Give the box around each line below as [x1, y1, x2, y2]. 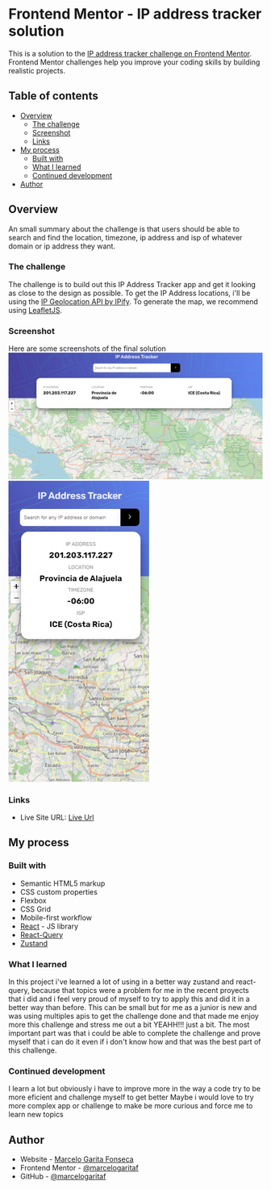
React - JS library [19, 921, 79, 931]
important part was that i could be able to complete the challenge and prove [8, 1028, 261, 1037]
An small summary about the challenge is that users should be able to [8, 223, 240, 234]
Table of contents [8, 90, 98, 103]
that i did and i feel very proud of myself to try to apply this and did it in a [8, 994, 250, 1003]
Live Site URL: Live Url [19, 812, 94, 822]
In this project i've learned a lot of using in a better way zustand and [8, 977, 235, 987]
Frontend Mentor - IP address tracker [8, 5, 262, 23]
